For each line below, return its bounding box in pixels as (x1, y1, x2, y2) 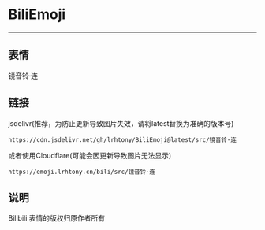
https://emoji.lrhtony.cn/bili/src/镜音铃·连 (8, 168, 156, 176)
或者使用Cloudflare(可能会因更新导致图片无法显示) (8, 150, 172, 160)
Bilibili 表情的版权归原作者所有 (8, 213, 106, 223)
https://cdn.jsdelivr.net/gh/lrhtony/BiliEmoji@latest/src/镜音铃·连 (8, 135, 237, 143)
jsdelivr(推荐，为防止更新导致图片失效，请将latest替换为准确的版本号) (8, 118, 234, 128)
